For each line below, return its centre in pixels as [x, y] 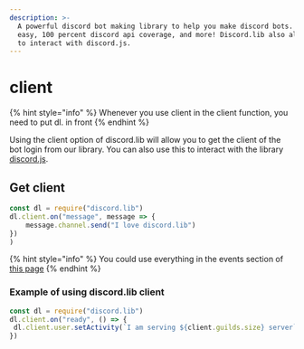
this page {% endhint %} [55, 269]
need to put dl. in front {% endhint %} [80, 122]
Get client [37, 188]
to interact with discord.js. [74, 43]
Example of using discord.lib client [87, 292]
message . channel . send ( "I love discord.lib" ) [111, 225]
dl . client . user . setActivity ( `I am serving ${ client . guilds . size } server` [155, 328]
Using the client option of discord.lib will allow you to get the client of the [145, 140]
